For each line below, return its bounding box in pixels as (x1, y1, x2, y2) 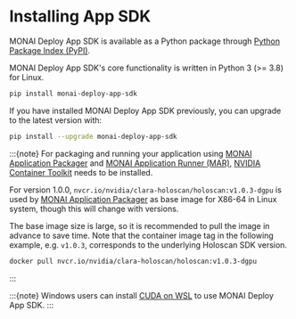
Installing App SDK (9, 6, 152, 27)
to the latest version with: (9, 114, 103, 126)
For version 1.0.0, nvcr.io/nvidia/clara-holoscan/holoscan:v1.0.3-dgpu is (9, 184, 283, 195)
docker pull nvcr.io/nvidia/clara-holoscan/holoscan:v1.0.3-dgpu (9, 257, 257, 266)
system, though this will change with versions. (9, 203, 179, 214)
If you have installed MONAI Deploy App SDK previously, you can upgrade (9, 105, 282, 116)
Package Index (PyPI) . (9, 45, 91, 55)
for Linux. (9, 71, 45, 82)
